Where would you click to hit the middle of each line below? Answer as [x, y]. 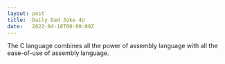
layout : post [26, 13]
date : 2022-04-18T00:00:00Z [51, 26]
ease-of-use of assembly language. [58, 53]
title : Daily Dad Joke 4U [46, 20]
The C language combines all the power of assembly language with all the [112, 46]
